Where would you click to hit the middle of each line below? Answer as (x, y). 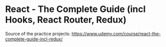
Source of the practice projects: (38, 33)
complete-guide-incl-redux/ (34, 39)
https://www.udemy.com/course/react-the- (116, 33)
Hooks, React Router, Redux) (66, 20)
